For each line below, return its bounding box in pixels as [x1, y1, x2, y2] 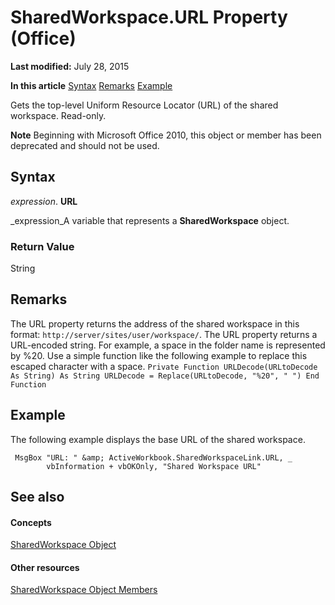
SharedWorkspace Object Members [10, 584, 158, 596]
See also [10, 489, 65, 506]
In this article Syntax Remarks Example [10, 79, 173, 91]
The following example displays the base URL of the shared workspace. [10, 433, 306, 445]
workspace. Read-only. [10, 109, 107, 121]
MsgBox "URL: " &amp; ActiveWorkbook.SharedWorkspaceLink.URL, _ [14, 452, 293, 463]
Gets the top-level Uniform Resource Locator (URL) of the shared [10, 99, 279, 111]
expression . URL [10, 195, 78, 207]
